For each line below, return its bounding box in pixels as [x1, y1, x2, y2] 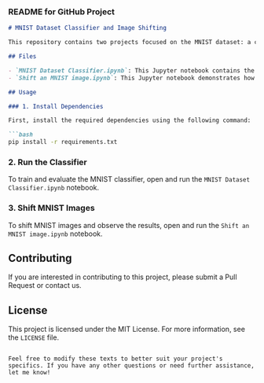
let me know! [8, 369, 51, 377]
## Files [8, 53, 37, 61]
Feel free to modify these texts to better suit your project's [8, 355, 223, 363]
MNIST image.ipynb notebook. [8, 229, 103, 238]
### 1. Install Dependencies [8, 102, 104, 110]
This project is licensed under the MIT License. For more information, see [8, 325, 246, 334]
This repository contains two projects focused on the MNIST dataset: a [8, 39, 251, 46]
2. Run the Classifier [8, 157, 88, 168]
